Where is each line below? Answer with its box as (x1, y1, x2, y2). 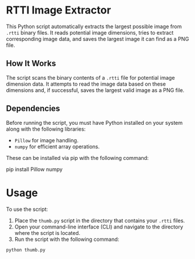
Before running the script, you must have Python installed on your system (6, 119, 183, 126)
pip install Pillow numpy (6, 165, 63, 173)
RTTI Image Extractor (6, 4, 112, 17)
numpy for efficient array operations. (14, 143, 100, 150)
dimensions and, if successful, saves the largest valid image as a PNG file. (6, 86, 185, 94)
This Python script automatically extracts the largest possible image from (6, 23, 182, 30)
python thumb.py (6, 247, 46, 253)
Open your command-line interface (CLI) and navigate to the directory (14, 223, 183, 230)
